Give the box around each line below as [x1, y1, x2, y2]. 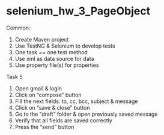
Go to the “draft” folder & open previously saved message [14, 110, 158, 118]
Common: [6, 24, 31, 31]
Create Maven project [14, 36, 69, 43]
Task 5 [6, 73, 23, 80]
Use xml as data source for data [14, 55, 94, 62]
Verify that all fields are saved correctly [14, 116, 112, 124]
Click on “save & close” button [14, 104, 90, 111]
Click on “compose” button [14, 91, 82, 98]
